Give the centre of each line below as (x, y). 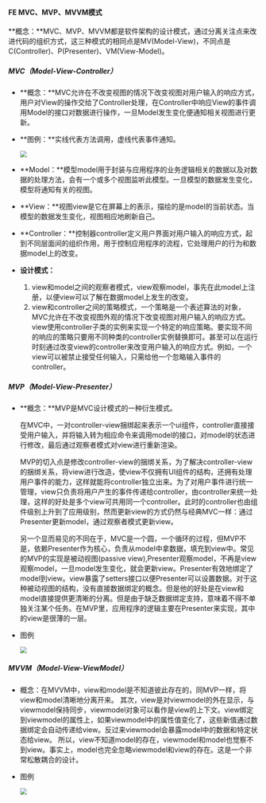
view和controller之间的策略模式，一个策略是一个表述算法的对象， (139, 307)
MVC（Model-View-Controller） (63, 71)
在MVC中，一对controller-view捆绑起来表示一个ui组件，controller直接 (133, 425)
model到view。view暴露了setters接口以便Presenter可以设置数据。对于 (135, 578)
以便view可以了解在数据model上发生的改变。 (119, 297)
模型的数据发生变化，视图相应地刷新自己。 (89, 216)
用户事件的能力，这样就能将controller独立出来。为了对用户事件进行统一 (136, 481)
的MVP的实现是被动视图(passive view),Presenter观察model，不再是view (138, 558)
